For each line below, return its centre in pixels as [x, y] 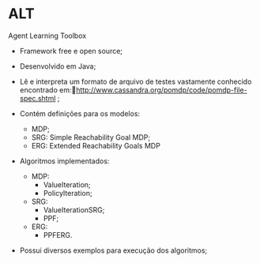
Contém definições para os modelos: [80, 113]
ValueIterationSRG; [74, 209]
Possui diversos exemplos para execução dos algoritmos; [113, 250]
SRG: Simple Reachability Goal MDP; [91, 137]
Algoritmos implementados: [64, 161]
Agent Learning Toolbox [47, 36]
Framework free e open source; [71, 51]
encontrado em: [45, 90]
